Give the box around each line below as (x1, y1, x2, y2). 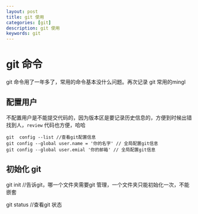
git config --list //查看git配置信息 (6, 134, 96, 140)
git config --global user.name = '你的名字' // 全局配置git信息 (6, 140, 159, 146)
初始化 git (6, 164, 41, 175)
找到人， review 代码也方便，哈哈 (6, 121, 85, 129)
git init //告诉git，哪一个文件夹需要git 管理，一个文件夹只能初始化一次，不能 (6, 181, 190, 188)
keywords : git (6, 31, 41, 37)
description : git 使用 (6, 25, 60, 31)
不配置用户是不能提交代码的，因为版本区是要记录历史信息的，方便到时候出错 (6, 114, 192, 121)
